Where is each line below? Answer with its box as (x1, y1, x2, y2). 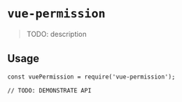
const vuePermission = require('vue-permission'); (7, 73, 176, 81)
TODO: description (26, 29, 87, 38)
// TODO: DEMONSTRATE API (7, 86, 91, 94)
